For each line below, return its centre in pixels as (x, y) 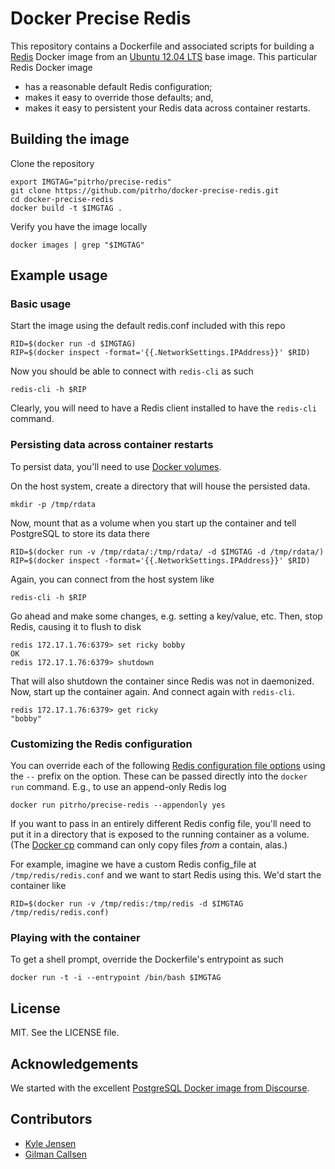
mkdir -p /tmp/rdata (53, 504)
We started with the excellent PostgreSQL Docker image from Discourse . (160, 1088)
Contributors (51, 1119)
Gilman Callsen (56, 1154)
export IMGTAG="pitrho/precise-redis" (91, 182)
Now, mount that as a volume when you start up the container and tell (153, 523)
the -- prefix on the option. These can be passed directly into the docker (159, 776)
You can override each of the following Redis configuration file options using (168, 766)
